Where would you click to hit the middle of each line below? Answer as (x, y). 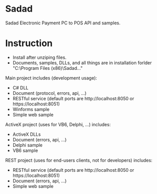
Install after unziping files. (40, 57)
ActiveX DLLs (27, 134)
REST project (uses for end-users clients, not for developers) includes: (79, 160)
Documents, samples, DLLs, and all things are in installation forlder (82, 63)
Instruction (29, 43)
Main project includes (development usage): (51, 78)
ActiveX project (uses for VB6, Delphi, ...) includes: (58, 124)
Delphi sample (28, 145)
